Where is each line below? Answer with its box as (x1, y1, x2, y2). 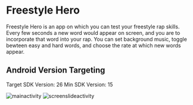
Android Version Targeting (6, 65, 105, 76)
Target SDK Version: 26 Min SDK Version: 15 (6, 81, 114, 88)
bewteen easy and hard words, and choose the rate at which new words (6, 42, 181, 49)
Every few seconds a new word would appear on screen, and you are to (6, 29, 181, 36)
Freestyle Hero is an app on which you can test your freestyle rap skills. (6, 23, 180, 30)
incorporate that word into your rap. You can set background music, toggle (6, 35, 187, 42)
